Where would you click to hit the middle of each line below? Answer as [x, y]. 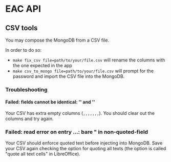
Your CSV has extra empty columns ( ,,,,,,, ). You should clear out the [80, 113]
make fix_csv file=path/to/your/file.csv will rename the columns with [89, 60]
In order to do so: [24, 50]
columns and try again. [29, 119]
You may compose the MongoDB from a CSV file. [57, 40]
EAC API [23, 9]
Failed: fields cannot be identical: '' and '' [50, 102]
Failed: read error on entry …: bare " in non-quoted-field [77, 132]
